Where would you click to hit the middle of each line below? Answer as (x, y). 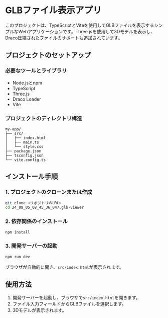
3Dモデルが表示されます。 (39, 310)
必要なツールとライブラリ (36, 71)
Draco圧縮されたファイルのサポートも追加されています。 (64, 38)
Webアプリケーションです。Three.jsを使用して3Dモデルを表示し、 (87, 31)
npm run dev (18, 257)
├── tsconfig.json (24, 155)
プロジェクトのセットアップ (48, 55)
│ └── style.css (24, 146)
